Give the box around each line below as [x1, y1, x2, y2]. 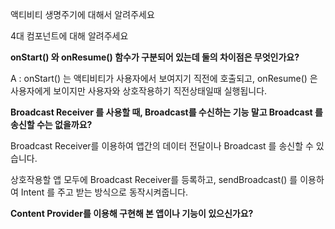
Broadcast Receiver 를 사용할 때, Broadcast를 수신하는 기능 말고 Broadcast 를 [10, 106, 323, 118]
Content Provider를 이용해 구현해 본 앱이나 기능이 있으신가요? [10, 208, 254, 219]
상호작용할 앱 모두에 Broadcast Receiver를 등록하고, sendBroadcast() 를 [10, 174, 298, 185]
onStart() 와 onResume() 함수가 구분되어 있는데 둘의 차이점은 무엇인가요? [10, 51, 300, 63]
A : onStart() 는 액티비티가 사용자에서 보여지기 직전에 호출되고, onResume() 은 [10, 73, 318, 84]
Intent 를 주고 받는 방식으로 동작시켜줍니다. [20, 186, 189, 198]
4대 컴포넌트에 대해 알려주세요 [10, 30, 129, 42]
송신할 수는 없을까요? [10, 119, 93, 130]
